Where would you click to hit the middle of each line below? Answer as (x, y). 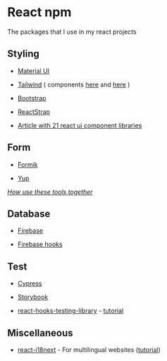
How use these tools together (50, 191)
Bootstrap (32, 98)
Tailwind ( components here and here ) (74, 84)
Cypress (30, 284)
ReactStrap (34, 112)
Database (29, 214)
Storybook (33, 297)
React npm (39, 12)
